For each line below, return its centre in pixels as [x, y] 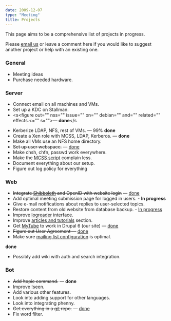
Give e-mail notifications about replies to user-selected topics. [79, 204]
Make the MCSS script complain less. [52, 158]
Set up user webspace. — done [46, 146]
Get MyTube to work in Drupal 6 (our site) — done [65, 226]
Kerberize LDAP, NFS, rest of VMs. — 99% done [64, 130]
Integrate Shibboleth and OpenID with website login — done [76, 193]
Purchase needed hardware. [43, 80]
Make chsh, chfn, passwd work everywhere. [60, 152]
